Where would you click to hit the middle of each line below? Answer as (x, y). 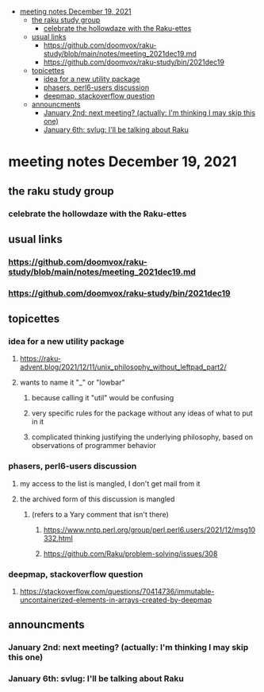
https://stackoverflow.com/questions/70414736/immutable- (117, 592)
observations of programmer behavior (94, 446)
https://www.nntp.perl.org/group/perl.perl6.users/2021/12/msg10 (149, 530)
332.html (58, 538)
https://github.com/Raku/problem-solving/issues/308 (130, 553)
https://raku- (40, 359)
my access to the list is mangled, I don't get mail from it (110, 483)
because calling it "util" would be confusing (103, 398)
